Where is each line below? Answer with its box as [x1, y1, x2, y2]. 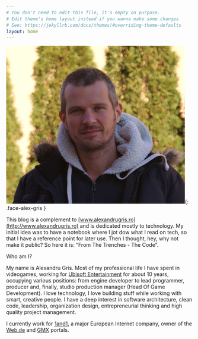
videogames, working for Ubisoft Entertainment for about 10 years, [6, 271, 169, 278]
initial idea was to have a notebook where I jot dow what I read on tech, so [6, 229, 187, 236]
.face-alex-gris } [6, 205, 46, 212]
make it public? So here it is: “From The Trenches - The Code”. [6, 241, 159, 249]
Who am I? [6, 253, 33, 260]
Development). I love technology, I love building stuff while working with [6, 290, 182, 297]
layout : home [6, 29, 39, 34]
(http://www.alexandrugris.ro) [6, 222, 79, 230]
